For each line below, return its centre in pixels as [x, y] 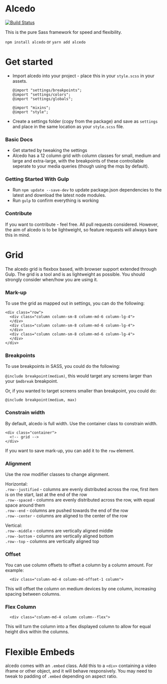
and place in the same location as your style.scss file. [68, 126]
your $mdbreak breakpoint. [32, 381]
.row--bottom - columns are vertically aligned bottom [59, 536]
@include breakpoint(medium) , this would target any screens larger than [79, 376]
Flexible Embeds [40, 652]
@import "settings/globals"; [43, 99]
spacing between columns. [33, 594]
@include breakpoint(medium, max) [41, 400]
